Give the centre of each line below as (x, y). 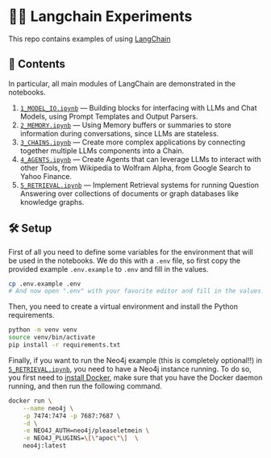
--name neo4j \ (48, 408)
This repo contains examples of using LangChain (90, 39)
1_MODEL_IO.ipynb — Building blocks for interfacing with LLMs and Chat (138, 107)
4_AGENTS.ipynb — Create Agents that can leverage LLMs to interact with (140, 159)
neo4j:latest (45, 446)
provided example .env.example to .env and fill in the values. (108, 269)
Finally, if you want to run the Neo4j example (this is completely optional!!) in (135, 360)
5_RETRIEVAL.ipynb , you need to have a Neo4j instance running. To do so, (130, 368)
